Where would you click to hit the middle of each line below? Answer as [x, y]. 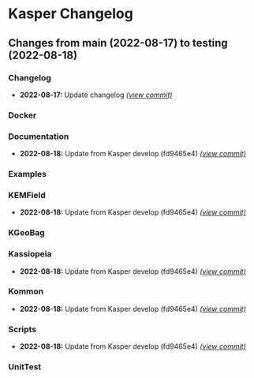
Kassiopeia [30, 254]
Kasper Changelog [71, 14]
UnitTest [25, 367]
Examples [28, 174]
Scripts [22, 329]
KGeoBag [26, 233]
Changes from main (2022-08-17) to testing [118, 43]
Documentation [39, 137]
